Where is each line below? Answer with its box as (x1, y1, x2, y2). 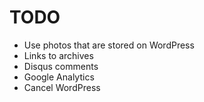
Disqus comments (23, 60, 99, 72)
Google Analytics (23, 71, 95, 83)
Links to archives (23, 49, 94, 61)
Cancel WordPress (23, 81, 101, 93)
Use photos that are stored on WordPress (23, 39, 195, 51)
